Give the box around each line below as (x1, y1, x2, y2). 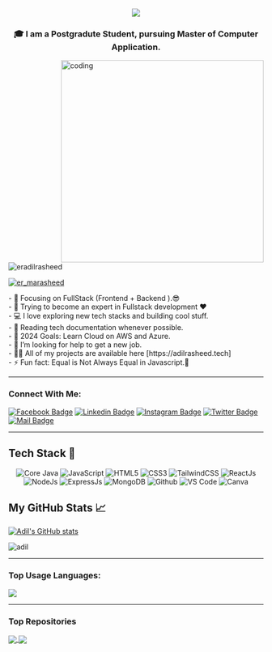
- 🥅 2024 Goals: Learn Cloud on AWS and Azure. (8, 332, 172, 341)
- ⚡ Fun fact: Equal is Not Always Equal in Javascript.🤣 (8, 358, 189, 367)
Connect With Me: (8, 388, 82, 400)
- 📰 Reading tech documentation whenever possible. (8, 323, 184, 332)
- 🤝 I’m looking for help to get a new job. (8, 340, 142, 349)
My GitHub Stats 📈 (8, 501, 107, 514)
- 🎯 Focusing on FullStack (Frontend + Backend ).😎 (8, 294, 181, 303)
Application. (111, 41, 161, 53)
